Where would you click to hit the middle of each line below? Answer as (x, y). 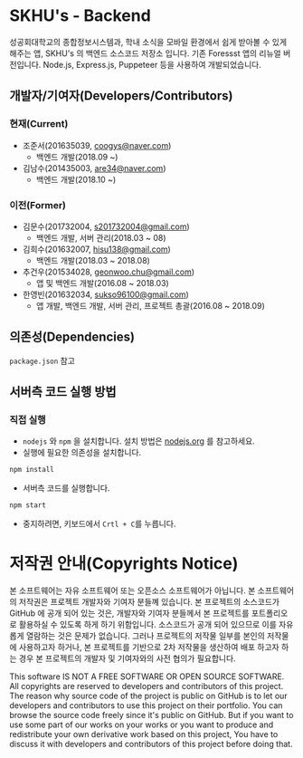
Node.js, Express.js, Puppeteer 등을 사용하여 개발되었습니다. (152, 64)
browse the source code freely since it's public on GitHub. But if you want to (151, 715)
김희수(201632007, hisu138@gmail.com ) (97, 249)
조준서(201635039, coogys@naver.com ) (97, 145)
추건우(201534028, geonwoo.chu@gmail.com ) (109, 272)
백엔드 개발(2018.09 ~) (77, 157)
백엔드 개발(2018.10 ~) (76, 179)
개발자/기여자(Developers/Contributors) (121, 96)
